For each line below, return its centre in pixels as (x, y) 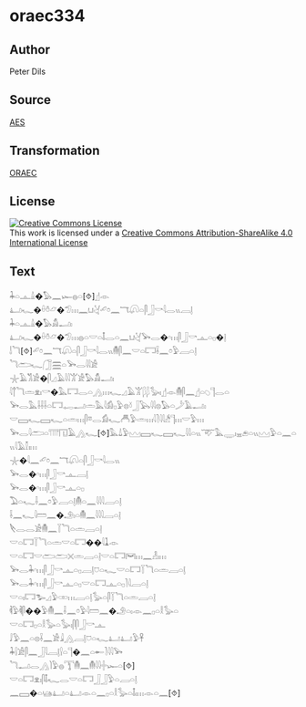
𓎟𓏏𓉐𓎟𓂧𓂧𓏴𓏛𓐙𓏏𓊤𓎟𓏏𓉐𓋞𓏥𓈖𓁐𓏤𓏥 (88, 556)
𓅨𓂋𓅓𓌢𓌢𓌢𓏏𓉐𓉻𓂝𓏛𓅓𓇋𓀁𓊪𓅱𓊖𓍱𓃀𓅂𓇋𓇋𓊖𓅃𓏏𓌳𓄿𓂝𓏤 (108, 406)
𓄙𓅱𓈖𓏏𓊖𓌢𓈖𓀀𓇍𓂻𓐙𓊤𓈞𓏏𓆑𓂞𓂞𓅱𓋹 (76, 639)
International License (49, 243)
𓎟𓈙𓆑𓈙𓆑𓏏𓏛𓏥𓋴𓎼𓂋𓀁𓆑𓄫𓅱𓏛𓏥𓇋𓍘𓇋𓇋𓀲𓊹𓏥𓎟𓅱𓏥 (107, 420)
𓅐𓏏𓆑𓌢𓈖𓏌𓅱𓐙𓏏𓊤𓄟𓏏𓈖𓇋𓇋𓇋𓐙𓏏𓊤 (66, 502)
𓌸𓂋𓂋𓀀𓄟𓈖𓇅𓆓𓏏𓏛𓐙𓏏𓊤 (56, 529)
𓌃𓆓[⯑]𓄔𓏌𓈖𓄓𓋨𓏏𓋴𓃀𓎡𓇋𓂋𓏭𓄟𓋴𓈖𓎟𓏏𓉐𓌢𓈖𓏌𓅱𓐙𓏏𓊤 (103, 351)
